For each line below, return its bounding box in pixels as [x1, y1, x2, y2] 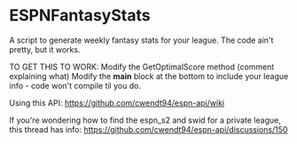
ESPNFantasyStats [9, 5, 151, 26]
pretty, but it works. [9, 44, 81, 54]
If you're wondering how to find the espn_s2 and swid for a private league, [9, 115, 281, 125]
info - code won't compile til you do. [9, 80, 142, 91]
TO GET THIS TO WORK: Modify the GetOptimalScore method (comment [9, 61, 275, 72]
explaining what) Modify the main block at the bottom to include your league [9, 70, 289, 81]
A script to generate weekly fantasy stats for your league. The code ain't [9, 35, 274, 45]
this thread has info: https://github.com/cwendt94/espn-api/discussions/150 [9, 124, 288, 134]
